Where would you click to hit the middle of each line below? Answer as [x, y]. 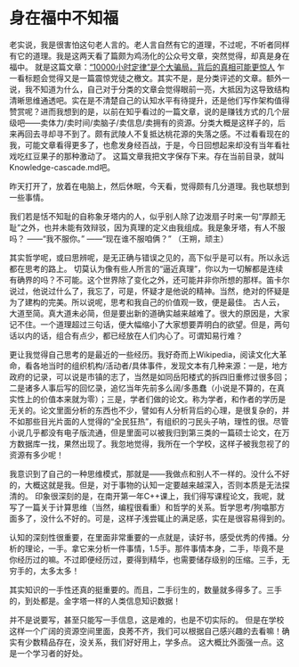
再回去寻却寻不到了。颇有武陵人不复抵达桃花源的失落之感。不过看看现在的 [153, 134]
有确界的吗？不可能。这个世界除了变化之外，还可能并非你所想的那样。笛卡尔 [149, 280]
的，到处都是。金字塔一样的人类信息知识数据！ [95, 601]
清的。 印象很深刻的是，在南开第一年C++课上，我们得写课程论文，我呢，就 [147, 496]
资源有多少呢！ [36, 455]
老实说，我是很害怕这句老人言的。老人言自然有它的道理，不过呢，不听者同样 [149, 45]
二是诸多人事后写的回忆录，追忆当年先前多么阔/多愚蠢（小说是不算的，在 [143, 388]
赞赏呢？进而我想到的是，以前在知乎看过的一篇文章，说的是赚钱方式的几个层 [149, 111]
